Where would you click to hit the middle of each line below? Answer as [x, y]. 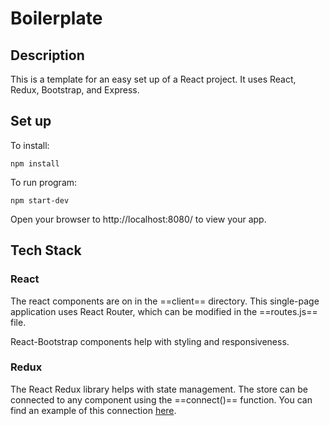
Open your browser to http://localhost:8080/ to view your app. [138, 219]
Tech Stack [46, 250]
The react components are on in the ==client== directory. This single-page [165, 301]
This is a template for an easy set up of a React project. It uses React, [153, 79]
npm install [35, 163]
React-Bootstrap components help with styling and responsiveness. [150, 341]
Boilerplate [56, 18]
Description [47, 55]
